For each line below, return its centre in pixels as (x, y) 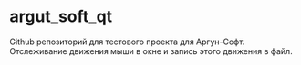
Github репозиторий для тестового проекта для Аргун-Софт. (127, 42)
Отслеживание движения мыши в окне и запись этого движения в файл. (151, 51)
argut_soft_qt (61, 17)
